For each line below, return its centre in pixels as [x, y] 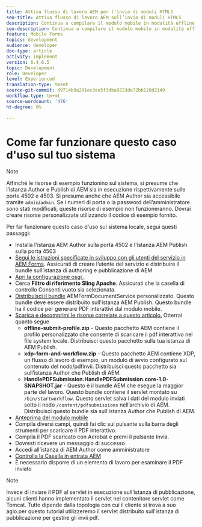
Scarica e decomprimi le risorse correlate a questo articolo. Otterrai [99, 315]
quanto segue [32, 322]
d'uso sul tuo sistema [61, 155]
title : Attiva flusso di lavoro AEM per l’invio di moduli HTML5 [90, 12]
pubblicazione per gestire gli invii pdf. [53, 518]
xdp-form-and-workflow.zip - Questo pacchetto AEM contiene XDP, [110, 354]
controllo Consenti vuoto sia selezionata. [65, 290]
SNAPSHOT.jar [43, 385]
